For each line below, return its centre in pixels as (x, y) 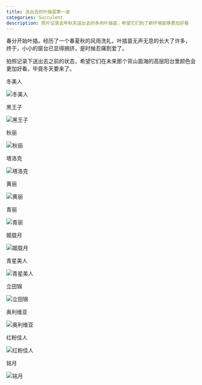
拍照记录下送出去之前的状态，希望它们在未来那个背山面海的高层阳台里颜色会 (101, 61)
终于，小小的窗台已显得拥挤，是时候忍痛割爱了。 (67, 48)
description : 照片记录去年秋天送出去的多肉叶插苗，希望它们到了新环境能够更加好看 (98, 23)
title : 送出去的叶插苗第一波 (38, 12)
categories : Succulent (35, 17)
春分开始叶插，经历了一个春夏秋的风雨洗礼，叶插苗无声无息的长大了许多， (98, 41)
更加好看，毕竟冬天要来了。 (41, 69)
